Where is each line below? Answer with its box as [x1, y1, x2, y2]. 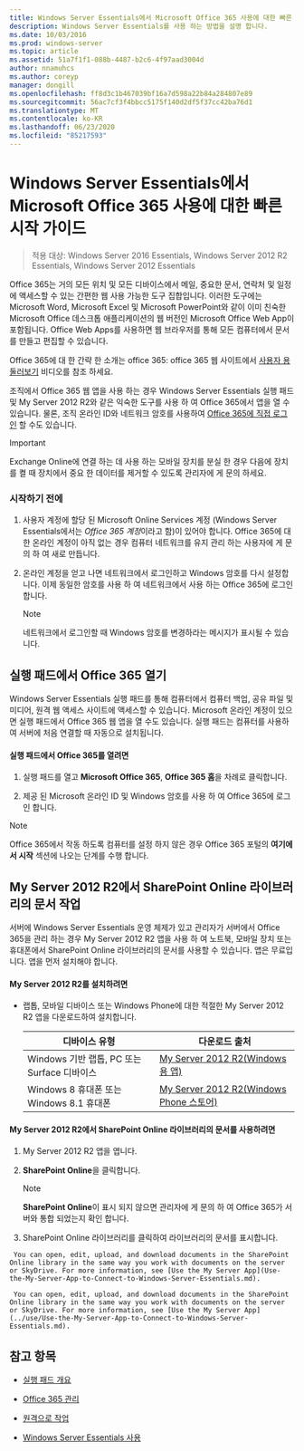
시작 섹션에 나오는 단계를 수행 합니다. [18, 850, 149, 861]
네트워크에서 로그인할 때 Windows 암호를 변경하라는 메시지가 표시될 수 [22, 627, 273, 639]
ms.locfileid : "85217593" [9, 131, 107, 140]
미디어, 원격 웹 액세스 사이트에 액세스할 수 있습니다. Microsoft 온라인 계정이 [9, 704, 276, 716]
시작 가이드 [9, 218, 87, 239]
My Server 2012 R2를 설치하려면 [9, 978, 128, 989]
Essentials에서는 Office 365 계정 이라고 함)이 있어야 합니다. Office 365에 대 [22, 526, 291, 537]
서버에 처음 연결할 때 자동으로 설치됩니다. [18, 726, 165, 738]
